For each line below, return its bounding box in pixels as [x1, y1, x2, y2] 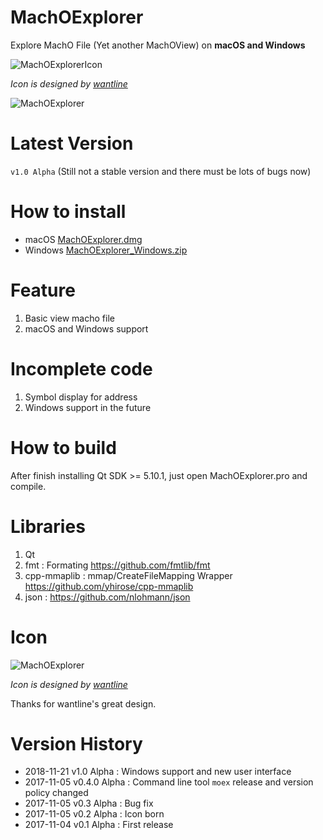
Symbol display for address [24, 391, 138, 403]
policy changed [24, 787, 89, 799]
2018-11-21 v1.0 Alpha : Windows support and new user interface [24, 766, 292, 778]
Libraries [10, 515, 86, 538]
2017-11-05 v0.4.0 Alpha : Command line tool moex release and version [24, 776, 314, 788]
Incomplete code [10, 357, 153, 380]
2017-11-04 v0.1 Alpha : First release [24, 819, 174, 831]
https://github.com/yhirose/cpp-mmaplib [24, 580, 194, 592]
